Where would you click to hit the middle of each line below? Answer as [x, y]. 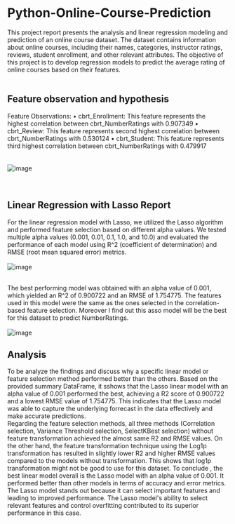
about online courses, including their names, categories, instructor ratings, [115, 47]
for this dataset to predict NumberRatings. [68, 318]
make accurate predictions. [47, 416]
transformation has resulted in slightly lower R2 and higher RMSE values [112, 453]
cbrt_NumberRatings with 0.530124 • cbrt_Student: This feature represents [116, 138]
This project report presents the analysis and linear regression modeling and [117, 32]
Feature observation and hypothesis [88, 99]
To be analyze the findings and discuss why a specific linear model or [108, 371]
